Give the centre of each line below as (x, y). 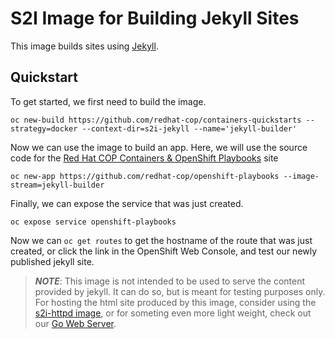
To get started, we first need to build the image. (108, 101)
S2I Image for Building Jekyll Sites (155, 18)
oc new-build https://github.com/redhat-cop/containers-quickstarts (156, 120)
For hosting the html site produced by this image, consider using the (175, 302)
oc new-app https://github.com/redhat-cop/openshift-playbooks (145, 176)
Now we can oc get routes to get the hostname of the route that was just (161, 240)
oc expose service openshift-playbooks (93, 222)
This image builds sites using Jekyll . (84, 46)
